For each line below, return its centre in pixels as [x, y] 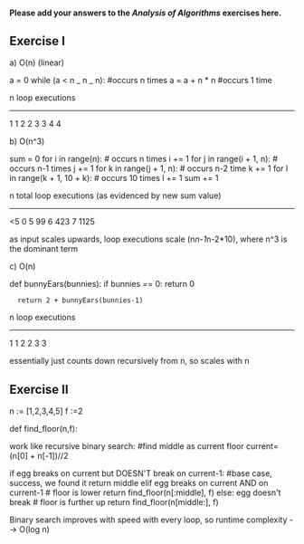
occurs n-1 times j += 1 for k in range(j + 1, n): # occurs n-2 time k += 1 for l [149, 168]
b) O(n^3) [27, 141]
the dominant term [44, 249]
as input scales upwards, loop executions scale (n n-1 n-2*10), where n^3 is [148, 239]
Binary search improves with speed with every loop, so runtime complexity [148, 520]
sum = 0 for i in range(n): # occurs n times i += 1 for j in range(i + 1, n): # [144, 159]
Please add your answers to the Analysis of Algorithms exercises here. [146, 13]
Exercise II [39, 389]
